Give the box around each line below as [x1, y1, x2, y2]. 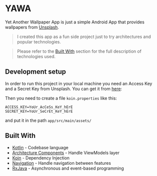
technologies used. [17, 53, 56, 59]
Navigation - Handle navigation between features [12, 160, 111, 166]
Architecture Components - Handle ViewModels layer [12, 150, 120, 156]
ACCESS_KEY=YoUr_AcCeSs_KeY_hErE [5, 104, 73, 110]
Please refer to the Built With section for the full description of [17, 48, 142, 54]
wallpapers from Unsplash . [5, 24, 59, 30]
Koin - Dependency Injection [12, 155, 70, 161]
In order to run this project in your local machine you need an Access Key [5, 80, 153, 86]
